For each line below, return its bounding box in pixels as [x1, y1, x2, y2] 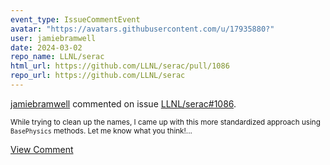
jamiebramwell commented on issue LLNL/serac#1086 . [10, 97, 237, 110]
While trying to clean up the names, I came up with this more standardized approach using [10, 117, 321, 127]
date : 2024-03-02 [10, 42, 83, 53]
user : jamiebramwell [10, 33, 97, 43]
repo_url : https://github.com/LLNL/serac [10, 71, 186, 81]
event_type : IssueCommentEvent [10, 14, 141, 25]
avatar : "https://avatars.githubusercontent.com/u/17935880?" [10, 24, 275, 34]
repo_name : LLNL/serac [10, 52, 105, 62]
